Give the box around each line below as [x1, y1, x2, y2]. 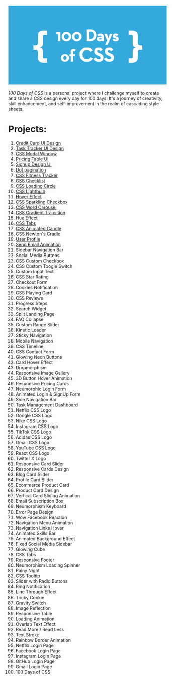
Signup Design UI [15, 161, 52, 167]
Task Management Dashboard [15, 402, 78, 408]
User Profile [15, 236, 41, 242]
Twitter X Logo [15, 455, 46, 461]
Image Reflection [15, 605, 51, 611]
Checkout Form [15, 279, 48, 285]
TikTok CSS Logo [15, 429, 52, 435]
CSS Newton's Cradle [15, 231, 61, 237]
